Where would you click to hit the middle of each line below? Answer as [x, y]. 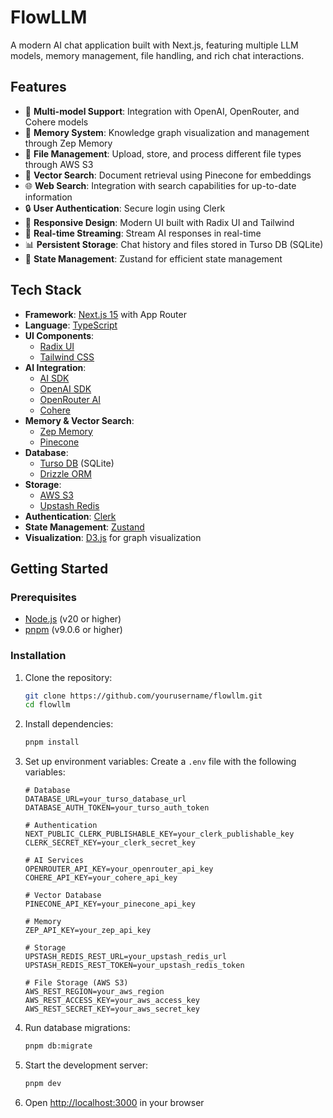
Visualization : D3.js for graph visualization [113, 537]
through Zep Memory [68, 143]
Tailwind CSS [67, 357]
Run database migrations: [77, 1028]
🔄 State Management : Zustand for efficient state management [153, 258]
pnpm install [52, 742]
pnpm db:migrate [58, 1046]
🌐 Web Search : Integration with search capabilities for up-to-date [160, 185]
